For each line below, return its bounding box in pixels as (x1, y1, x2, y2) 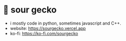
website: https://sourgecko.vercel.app (10, 25, 86, 31)
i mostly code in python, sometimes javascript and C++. (10, 20, 121, 26)
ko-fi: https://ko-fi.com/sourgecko (10, 30, 79, 36)
